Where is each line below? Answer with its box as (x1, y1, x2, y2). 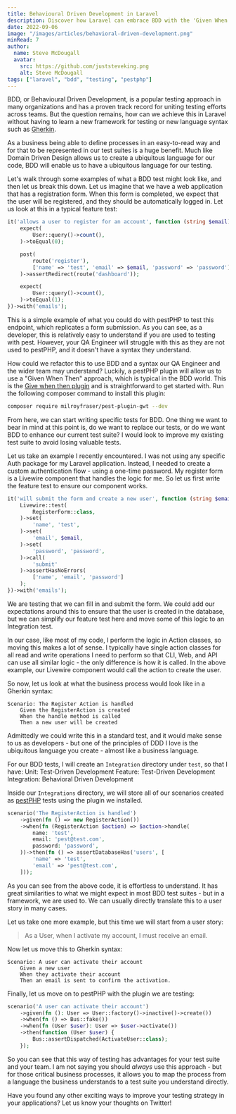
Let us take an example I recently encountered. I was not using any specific (7, 452, 226, 460)
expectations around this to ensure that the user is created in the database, (7, 607, 225, 615)
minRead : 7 (7, 37, 39, 44)
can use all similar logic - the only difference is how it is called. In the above (7, 658, 226, 667)
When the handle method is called (20, 712, 121, 719)
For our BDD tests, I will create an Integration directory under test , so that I (7, 760, 228, 768)
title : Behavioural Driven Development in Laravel (7, 10, 159, 18)
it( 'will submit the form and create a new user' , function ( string (7, 495, 212, 502)
